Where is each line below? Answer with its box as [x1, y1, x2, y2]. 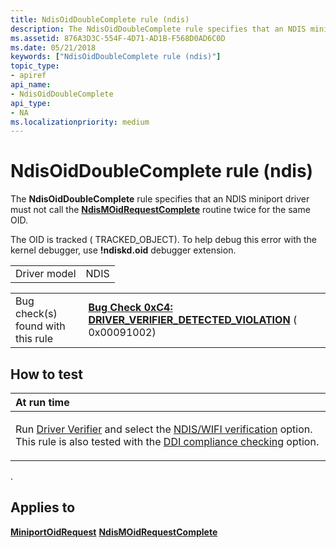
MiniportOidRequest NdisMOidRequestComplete [10, 526, 218, 538]
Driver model [15, 267, 77, 281]
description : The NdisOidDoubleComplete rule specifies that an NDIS [10, 24, 307, 34]
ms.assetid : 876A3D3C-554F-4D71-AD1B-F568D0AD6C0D [10, 33, 226, 43]
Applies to [10, 499, 76, 516]
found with [15, 319, 66, 333]
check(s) [15, 307, 58, 321]
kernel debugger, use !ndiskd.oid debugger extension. [10, 244, 237, 256]
